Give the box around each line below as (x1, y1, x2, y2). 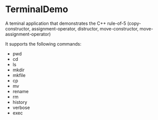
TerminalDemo (5, 4, 68, 15)
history (12, 99, 28, 105)
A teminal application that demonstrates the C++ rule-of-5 (5, 20, 126, 26)
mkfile (12, 72, 26, 78)
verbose (12, 104, 30, 110)
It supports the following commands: (5, 41, 82, 47)
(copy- (127, 20, 141, 26)
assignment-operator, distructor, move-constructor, (31, 25, 139, 31)
